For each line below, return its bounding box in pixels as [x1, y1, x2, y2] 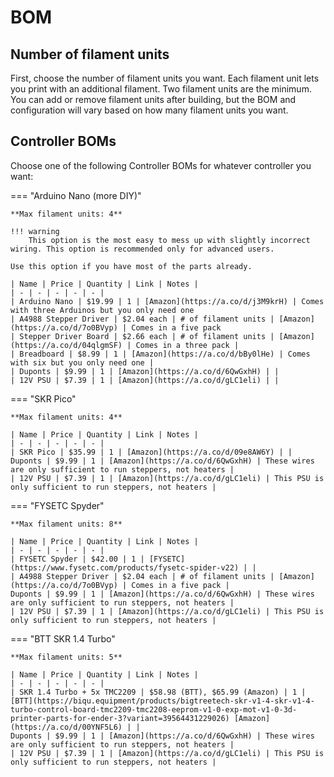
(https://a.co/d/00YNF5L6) [10, 722, 123, 732]
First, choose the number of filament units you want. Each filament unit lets [10, 72, 320, 84]
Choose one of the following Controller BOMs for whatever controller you [10, 159, 312, 171]
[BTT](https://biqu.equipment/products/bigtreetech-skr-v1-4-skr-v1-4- [10, 696, 315, 706]
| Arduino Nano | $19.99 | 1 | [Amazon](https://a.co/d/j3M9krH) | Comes [10, 296, 325, 306]
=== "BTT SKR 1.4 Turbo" [10, 632, 116, 645]
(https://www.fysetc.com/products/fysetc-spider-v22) [10, 562, 240, 573]
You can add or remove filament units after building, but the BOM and [10, 94, 297, 105]
